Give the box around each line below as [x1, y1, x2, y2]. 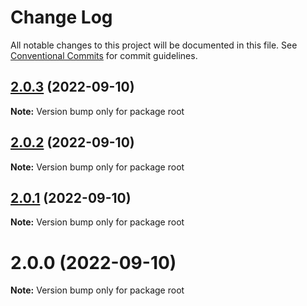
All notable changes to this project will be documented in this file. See [10, 39, 298, 51]
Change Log [10, 6, 113, 29]
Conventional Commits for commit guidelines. [10, 49, 198, 61]
